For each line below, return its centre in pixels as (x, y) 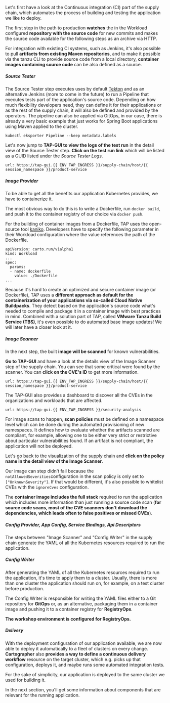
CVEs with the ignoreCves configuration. (47, 487)
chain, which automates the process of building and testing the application (83, 13)
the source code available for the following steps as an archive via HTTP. (81, 38)
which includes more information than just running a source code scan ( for (83, 502)
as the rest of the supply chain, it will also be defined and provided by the (82, 110)
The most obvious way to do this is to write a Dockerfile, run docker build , (83, 208)
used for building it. (26, 680)
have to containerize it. (29, 199)
